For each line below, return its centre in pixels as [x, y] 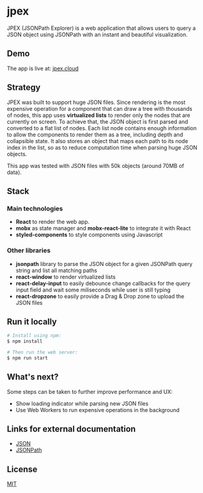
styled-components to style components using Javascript [89, 235]
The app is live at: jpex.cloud [43, 68]
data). [14, 172]
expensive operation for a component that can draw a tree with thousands [100, 108]
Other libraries [29, 251]
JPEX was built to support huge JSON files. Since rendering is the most [96, 102]
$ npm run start [27, 358]
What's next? [33, 377]
